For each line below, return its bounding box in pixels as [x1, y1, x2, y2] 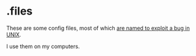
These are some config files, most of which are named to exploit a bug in [6, 24, 191, 32]
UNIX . [6, 30, 21, 38]
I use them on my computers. [6, 43, 80, 50]
